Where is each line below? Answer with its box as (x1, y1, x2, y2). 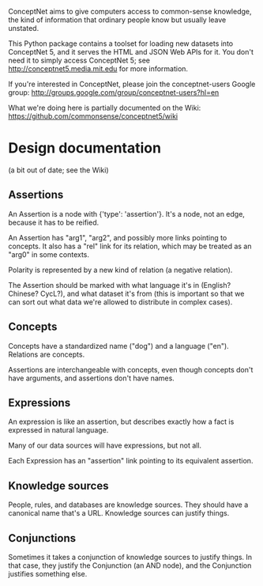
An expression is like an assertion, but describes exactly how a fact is (8, 417, 235, 426)
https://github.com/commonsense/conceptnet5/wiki (8, 112, 178, 121)
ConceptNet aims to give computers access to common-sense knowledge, (8, 7, 252, 16)
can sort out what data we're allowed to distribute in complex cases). (8, 297, 233, 307)
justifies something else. (8, 569, 88, 578)
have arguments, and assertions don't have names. (8, 373, 175, 383)
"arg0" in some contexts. (8, 249, 89, 259)
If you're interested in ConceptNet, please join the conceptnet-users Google (8, 79, 256, 89)
